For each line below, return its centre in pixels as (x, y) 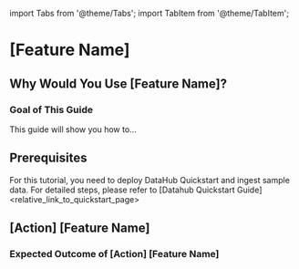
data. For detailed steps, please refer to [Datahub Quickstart (122, 190)
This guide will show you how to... (73, 129)
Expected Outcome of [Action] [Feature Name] (114, 254)
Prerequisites (48, 158)
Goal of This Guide (52, 109)
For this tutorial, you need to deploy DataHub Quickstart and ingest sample (149, 180)
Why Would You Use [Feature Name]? (119, 83)
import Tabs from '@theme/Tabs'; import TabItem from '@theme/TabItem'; (149, 13)
